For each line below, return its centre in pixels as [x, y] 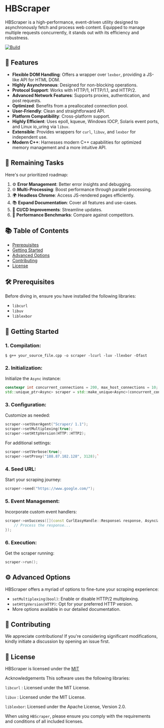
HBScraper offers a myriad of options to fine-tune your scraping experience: [82, 589]
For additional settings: [28, 443]
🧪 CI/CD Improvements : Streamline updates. [57, 209]
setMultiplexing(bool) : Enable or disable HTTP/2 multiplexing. [75, 599]
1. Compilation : [23, 345]
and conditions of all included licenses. [44, 722]
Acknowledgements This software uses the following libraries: [68, 678]
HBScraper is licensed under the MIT [42, 669]
